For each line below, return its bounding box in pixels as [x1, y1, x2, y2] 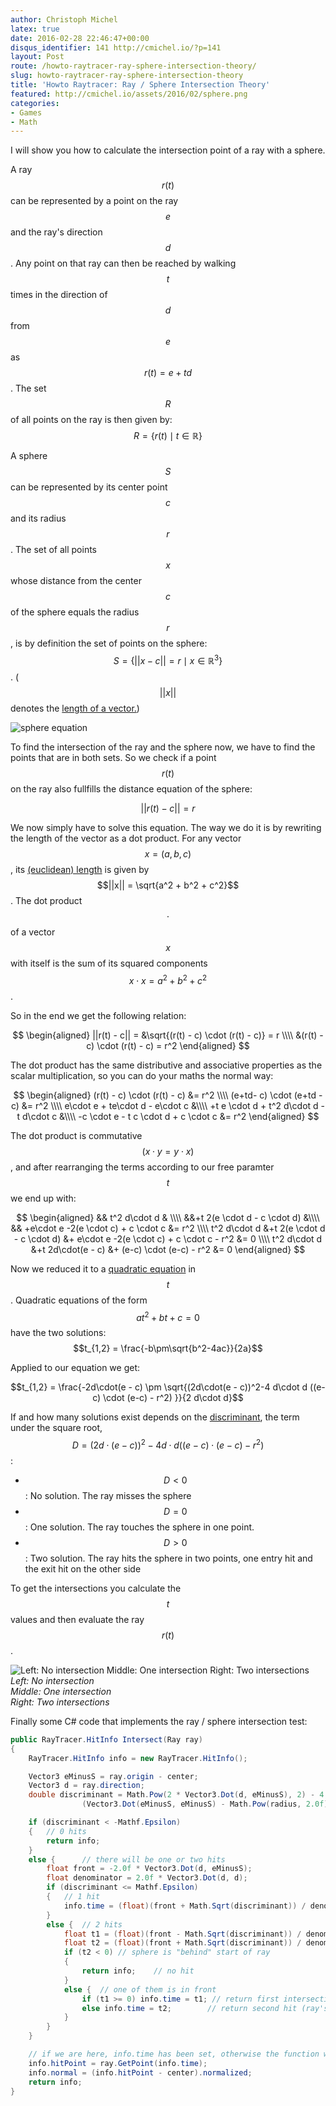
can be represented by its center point [10, 481, 168, 493]
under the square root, [10, 1422, 103, 1434]
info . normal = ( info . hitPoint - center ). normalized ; [28, 2067, 253, 2078]
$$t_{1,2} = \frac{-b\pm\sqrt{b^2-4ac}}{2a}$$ [73, 1342, 263, 1355]
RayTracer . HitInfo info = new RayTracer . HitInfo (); [28, 1753, 248, 1763]
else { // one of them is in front [63, 1984, 217, 1995]
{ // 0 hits [28, 1826, 87, 1836]
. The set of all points [10, 544, 98, 556]
